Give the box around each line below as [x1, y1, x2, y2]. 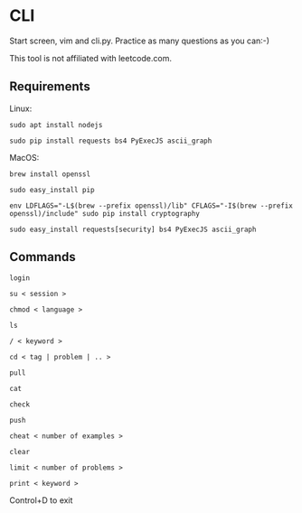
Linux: [9, 103, 33, 114]
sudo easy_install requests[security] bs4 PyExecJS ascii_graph [9, 225, 257, 234]
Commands [9, 249, 77, 265]
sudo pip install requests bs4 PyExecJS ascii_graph [9, 136, 212, 145]
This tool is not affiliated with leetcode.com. [9, 52, 172, 63]
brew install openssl [9, 169, 91, 179]
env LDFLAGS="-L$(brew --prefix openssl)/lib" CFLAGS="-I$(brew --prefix [9, 201, 294, 210]
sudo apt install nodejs [9, 120, 103, 129]
